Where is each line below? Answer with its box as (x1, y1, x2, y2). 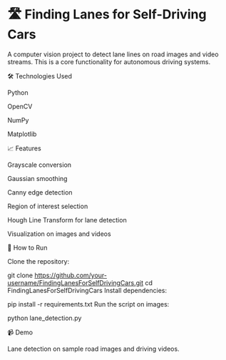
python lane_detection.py (7, 314, 82, 322)
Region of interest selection (7, 202, 88, 210)
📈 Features (7, 144, 41, 153)
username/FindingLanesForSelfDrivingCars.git (7, 278, 144, 287)
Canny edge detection (7, 187, 73, 197)
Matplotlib (7, 130, 37, 138)
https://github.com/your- (34, 271, 108, 279)
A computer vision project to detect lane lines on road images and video (7, 50, 219, 58)
